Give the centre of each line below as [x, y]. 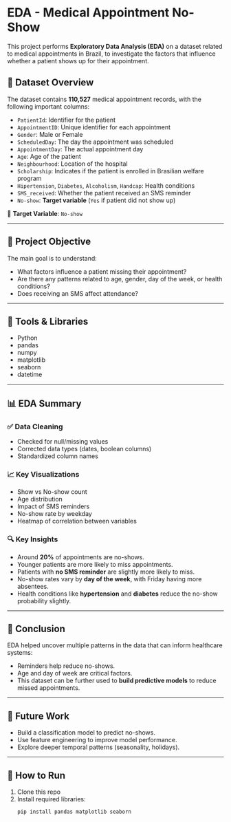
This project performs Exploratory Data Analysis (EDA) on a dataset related [115, 46]
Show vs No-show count [52, 492]
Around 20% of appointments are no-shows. [80, 557]
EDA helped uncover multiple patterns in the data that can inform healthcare [115, 645]
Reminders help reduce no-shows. [66, 666]
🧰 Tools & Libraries [48, 321]
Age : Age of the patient [49, 156]
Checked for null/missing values [63, 442]
